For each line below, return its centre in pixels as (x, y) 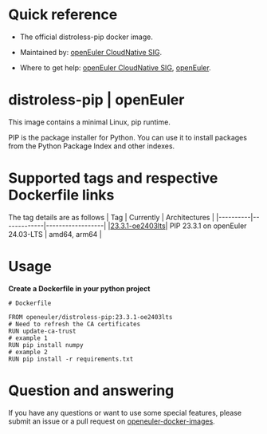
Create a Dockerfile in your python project (79, 288)
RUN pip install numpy (46, 345)
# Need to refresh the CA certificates (75, 324)
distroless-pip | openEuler (96, 100)
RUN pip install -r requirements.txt (71, 359)
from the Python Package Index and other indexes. (92, 146)
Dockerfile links (61, 195)
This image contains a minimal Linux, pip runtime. (90, 122)
